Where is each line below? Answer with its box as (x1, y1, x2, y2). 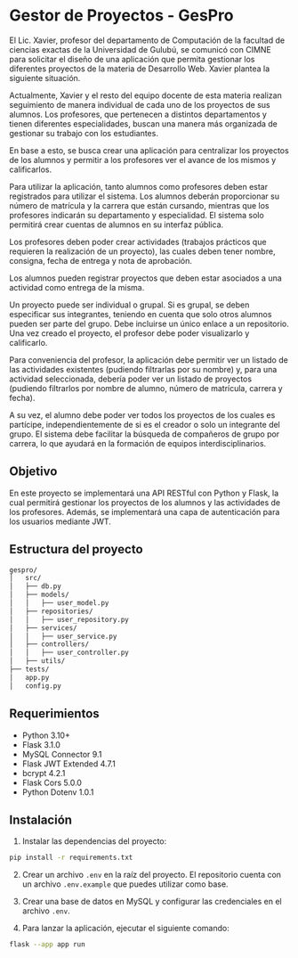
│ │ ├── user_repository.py (9, 615, 129, 624)
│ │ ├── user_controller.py (9, 648, 129, 658)
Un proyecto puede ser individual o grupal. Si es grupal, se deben (9, 299, 250, 310)
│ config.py (9, 681, 62, 691)
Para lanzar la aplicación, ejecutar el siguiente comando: (21, 923, 230, 934)
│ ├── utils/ (9, 657, 66, 666)
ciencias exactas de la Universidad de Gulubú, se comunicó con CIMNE (9, 44, 271, 54)
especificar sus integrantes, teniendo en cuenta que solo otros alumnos (9, 308, 272, 319)
